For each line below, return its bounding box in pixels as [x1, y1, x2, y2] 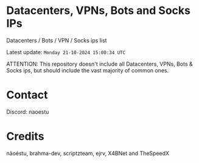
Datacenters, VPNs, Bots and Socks [6, 4, 190, 18]
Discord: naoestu [6, 108, 49, 116]
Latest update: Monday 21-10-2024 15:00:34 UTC [6, 48, 126, 55]
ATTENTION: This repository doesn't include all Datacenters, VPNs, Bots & [6, 60, 193, 68]
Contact [6, 88, 48, 102]
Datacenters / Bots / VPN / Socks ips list [6, 36, 107, 44]
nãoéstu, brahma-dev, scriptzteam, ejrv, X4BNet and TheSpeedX [6, 150, 169, 157]
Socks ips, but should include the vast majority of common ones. [6, 66, 169, 74]
